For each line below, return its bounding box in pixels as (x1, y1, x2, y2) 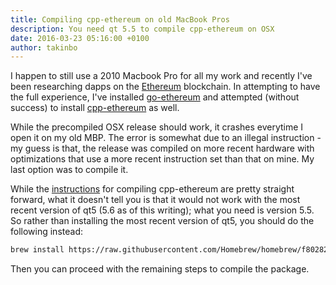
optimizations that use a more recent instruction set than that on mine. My (10, 153, 315, 165)
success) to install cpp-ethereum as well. (10, 102, 180, 114)
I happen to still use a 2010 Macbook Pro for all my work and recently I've (10, 70, 313, 82)
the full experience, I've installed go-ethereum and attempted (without (10, 91, 300, 103)
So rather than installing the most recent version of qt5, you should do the (10, 215, 315, 227)
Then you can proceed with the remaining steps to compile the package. (10, 263, 310, 275)
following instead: (10, 226, 83, 238)
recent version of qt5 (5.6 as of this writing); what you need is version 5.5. (10, 204, 315, 216)
